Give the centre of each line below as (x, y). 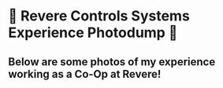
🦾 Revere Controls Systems (99, 16)
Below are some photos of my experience (112, 62)
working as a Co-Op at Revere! (85, 74)
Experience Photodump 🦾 (93, 33)
